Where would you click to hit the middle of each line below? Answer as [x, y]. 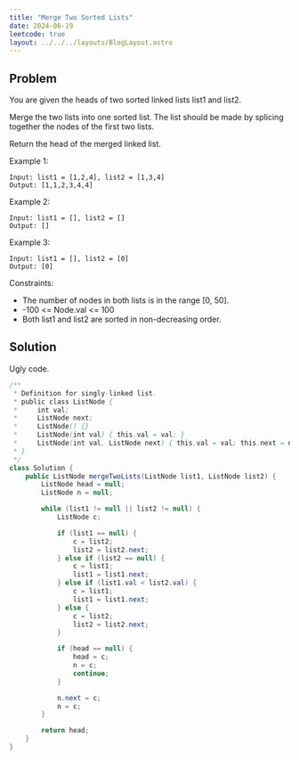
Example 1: [29, 161]
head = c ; [91, 657]
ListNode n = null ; [77, 493]
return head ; [65, 731]
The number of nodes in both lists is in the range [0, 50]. [125, 300]
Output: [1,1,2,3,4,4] [51, 185]
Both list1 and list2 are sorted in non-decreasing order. [121, 319]
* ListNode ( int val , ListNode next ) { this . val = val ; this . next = [149, 443]
